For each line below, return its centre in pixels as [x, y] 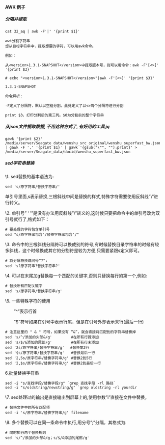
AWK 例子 [15, 7]
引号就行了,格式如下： [27, 219]
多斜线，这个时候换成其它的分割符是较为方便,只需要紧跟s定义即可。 [74, 250]
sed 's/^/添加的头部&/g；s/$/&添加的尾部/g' [47, 438]
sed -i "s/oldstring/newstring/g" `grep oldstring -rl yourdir [71, 388]
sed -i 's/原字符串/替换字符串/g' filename [47, 413]
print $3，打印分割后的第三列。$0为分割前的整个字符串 [55, 115]
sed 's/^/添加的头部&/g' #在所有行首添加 [52, 337]
